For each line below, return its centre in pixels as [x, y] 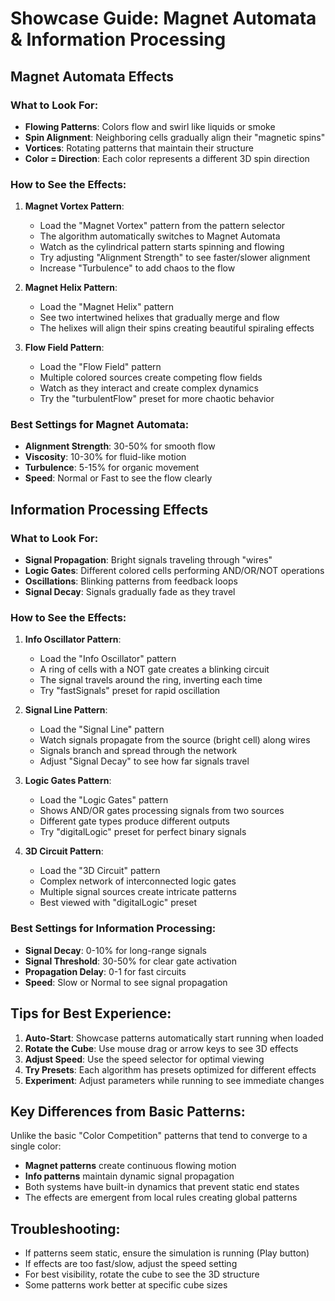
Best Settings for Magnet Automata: [100, 425]
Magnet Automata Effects [92, 76]
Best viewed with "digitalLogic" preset [118, 903]
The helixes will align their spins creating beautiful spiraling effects [177, 328]
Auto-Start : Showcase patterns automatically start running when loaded [174, 1038]
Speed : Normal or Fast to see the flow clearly [118, 478]
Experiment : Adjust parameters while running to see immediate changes [174, 1080]
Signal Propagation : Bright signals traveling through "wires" [148, 560]
